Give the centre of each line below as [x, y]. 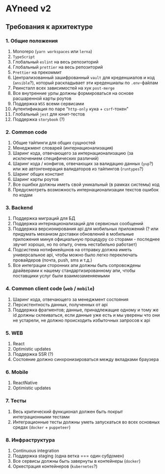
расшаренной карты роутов [42, 98]
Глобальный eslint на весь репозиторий [55, 61]
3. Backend [19, 208]
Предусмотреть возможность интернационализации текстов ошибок [86, 190]
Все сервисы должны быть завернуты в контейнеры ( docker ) [77, 461]
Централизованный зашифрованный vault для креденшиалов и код [84, 77]
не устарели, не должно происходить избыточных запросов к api [81, 320]
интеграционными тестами [41, 416]
